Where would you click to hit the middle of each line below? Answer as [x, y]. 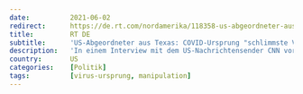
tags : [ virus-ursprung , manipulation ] [101, 76]
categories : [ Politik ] [58, 68]
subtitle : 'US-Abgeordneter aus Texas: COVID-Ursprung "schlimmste [149, 43]
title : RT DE [50, 34]
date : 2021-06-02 [60, 17]
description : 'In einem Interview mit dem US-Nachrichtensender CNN [145, 51]
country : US [44, 59]
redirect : [28, 26]
